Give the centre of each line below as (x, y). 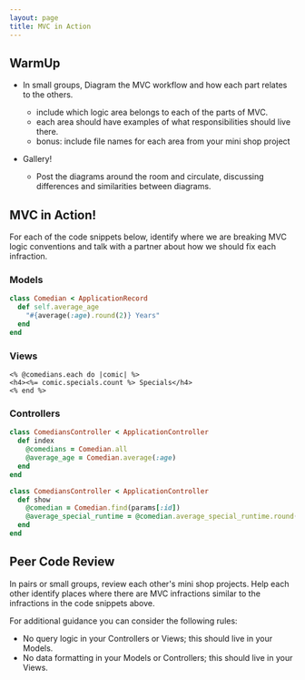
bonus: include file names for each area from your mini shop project (163, 141)
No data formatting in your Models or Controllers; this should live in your (157, 657)
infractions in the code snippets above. (83, 603)
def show (34, 500)
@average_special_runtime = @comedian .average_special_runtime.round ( (162, 517)
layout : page (34, 18)
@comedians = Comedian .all (77, 450)
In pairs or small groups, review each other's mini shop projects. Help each (149, 584)
